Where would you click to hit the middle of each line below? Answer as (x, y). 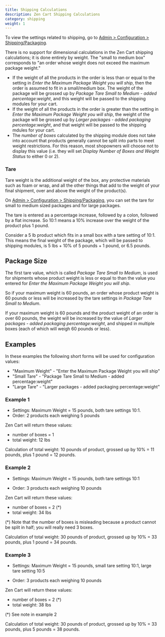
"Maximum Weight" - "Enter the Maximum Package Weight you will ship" (86, 371)
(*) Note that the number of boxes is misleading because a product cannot (81, 522)
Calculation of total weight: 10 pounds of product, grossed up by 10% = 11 (80, 450)
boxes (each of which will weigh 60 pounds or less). (58, 329)
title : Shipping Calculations (36, 10)
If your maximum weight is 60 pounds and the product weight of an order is (82, 313)
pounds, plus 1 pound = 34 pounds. (41, 542)
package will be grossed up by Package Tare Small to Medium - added (84, 93)
